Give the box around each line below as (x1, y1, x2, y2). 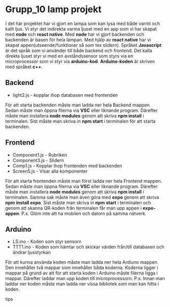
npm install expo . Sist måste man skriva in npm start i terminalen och (5, 200, 151, 206)
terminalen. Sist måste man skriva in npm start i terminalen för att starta (5, 118, 156, 124)
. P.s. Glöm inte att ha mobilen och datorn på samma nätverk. (18, 210, 147, 216)
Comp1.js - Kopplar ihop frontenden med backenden (12, 162, 123, 169)
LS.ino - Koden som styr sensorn (12, 238, 82, 245)
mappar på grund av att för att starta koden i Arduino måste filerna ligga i (5, 270, 158, 276)
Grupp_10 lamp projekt (5, 4, 102, 15)
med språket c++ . (5, 64, 43, 70)
